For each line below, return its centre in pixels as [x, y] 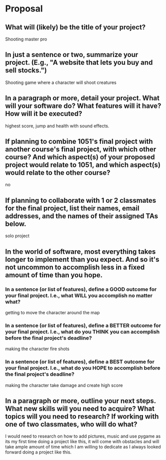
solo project [17, 236]
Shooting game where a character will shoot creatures [61, 82]
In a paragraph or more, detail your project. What [82, 98]
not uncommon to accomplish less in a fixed [75, 267]
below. [16, 224]
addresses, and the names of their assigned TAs [82, 216]
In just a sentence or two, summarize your [72, 55]
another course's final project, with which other [81, 150]
